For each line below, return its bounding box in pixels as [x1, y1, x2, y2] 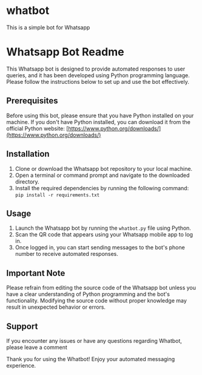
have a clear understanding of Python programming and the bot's [6, 291, 170, 298]
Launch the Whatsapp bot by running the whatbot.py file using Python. [15, 224, 191, 232]
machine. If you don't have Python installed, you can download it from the [6, 118, 191, 125]
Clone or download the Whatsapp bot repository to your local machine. [15, 165, 193, 172]
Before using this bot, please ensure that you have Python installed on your [6, 112, 194, 119]
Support [6, 321, 38, 331]
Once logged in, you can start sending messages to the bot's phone [15, 244, 185, 251]
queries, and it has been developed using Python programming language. [6, 71, 190, 79]
